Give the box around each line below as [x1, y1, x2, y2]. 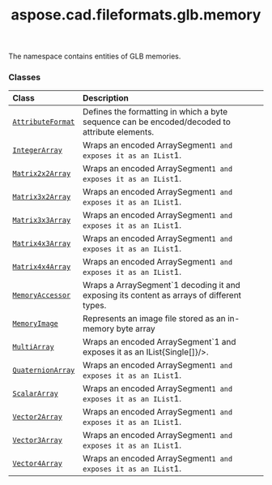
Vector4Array [12, 459, 63, 468]
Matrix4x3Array [12, 239, 71, 248]
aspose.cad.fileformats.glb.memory [11, 6, 261, 24]
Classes [8, 71, 41, 83]
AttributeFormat [12, 118, 75, 127]
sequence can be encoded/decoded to [82, 116, 231, 127]
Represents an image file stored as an [82, 313, 226, 324]
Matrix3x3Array [12, 216, 71, 225]
